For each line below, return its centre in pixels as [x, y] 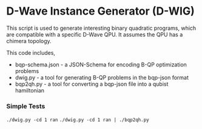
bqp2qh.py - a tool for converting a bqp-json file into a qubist [92, 84]
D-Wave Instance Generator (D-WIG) [101, 11]
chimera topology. [29, 41]
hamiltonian [29, 90]
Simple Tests [26, 106]
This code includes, [31, 52]
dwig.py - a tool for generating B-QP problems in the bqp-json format [102, 77]
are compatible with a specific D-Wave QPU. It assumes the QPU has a [95, 34]
